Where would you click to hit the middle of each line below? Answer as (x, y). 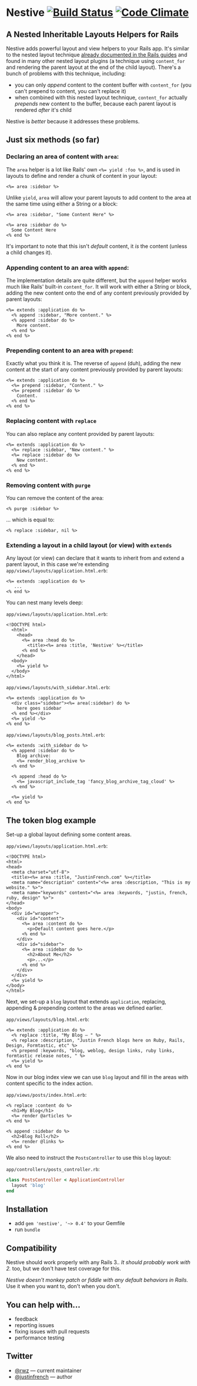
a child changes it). (29, 252)
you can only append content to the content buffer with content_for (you (103, 85)
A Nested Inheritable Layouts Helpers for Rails (92, 34)
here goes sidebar (39, 709)
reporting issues (34, 1325)
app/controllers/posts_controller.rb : (53, 1169)
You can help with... (43, 1305)
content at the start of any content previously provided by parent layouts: (95, 370)
